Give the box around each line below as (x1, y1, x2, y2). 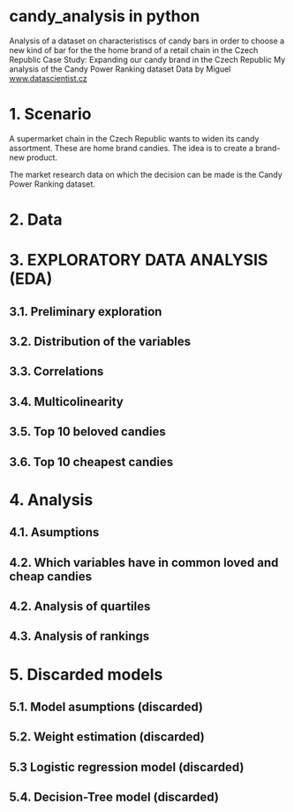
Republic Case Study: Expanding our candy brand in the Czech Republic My (9, 54, 286, 65)
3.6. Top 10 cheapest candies (9, 454, 174, 470)
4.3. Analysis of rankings (9, 629, 150, 644)
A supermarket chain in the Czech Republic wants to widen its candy (9, 133, 260, 143)
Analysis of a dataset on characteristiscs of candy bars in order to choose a (9, 35, 285, 46)
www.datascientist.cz (9, 73, 88, 83)
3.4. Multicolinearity (9, 394, 124, 409)
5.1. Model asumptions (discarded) (9, 699, 204, 714)
